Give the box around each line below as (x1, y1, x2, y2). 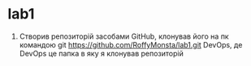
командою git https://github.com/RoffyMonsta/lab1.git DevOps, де (19, 39, 243, 49)
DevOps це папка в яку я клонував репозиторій (19, 48, 184, 58)
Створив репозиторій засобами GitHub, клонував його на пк (19, 31, 229, 41)
